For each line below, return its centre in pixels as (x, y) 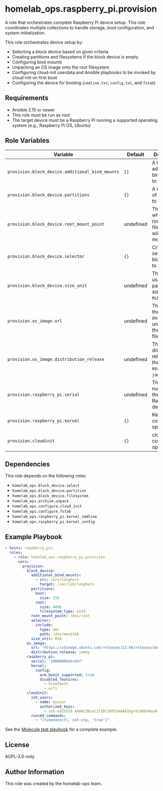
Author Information (35, 772)
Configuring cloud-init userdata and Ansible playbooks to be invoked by (84, 72)
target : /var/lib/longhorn (67, 584)
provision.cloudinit (31, 441)
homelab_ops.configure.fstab (41, 512)
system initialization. (25, 33)
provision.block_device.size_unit (47, 285)
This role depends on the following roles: (46, 476)
